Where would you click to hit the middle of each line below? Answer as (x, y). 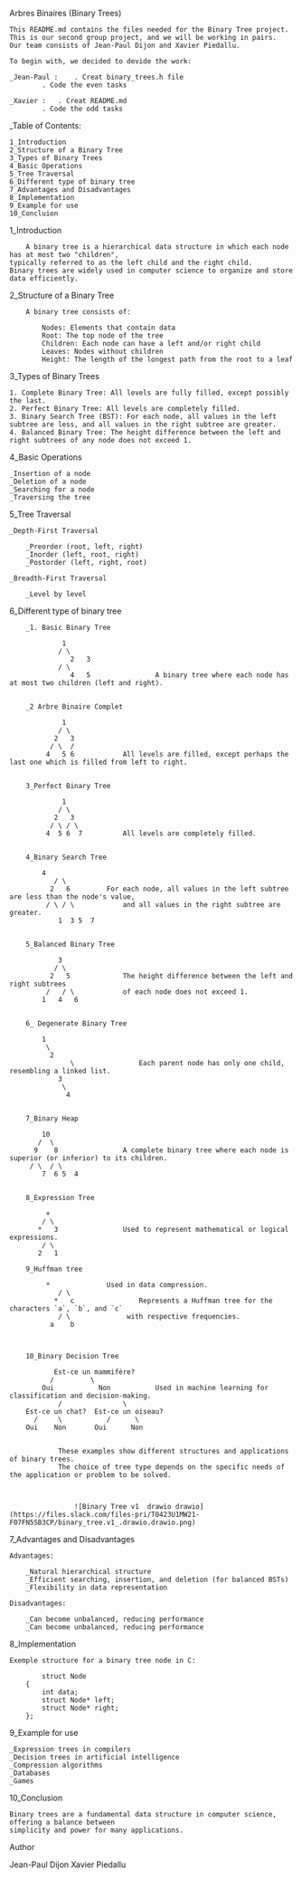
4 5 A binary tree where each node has (179, 675)
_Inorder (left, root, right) (83, 555)
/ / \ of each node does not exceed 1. (147, 992)
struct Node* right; (80, 1708)
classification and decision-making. (80, 1396)
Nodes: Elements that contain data (109, 328)
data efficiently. (44, 279)
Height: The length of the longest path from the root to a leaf (168, 359)
